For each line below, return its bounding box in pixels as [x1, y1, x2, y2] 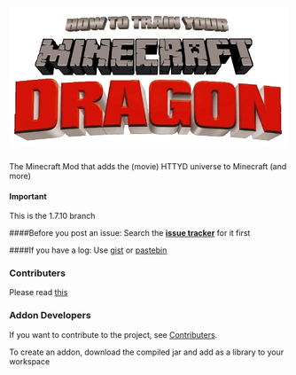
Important [9, 191, 47, 201]
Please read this [9, 287, 68, 298]
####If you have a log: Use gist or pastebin [9, 245, 167, 255]
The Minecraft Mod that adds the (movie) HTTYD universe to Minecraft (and [9, 160, 287, 171]
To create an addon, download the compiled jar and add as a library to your [9, 347, 284, 357]
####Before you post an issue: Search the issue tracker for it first [9, 228, 251, 238]
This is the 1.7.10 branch [9, 211, 96, 222]
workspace [9, 355, 51, 366]
